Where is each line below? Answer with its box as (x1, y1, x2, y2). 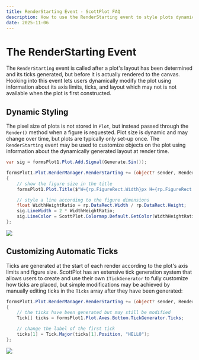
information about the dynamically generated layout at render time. (6, 148, 170, 155)
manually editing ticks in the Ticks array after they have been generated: (6, 287, 183, 294)
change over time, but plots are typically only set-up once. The (6, 135, 160, 142)
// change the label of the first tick (17, 326, 115, 332)
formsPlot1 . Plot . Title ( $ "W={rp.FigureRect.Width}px (17, 186, 147, 192)
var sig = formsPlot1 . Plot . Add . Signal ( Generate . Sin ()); (6, 159, 147, 166)
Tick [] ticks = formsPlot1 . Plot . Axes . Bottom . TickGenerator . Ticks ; (17, 315, 184, 321)
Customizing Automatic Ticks (6, 247, 118, 257)
